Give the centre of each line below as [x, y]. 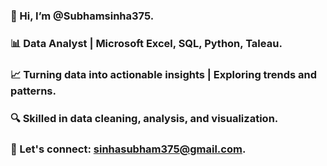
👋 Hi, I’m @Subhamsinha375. [82, 16]
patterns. [33, 91]
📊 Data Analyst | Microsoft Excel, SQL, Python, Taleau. [146, 43]
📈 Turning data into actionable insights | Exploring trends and [164, 74]
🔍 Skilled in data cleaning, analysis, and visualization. [144, 118]
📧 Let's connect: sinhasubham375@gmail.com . [128, 149]
